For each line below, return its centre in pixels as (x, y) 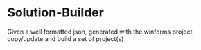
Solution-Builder (55, 13)
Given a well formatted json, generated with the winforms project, (101, 32)
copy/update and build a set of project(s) (65, 38)
